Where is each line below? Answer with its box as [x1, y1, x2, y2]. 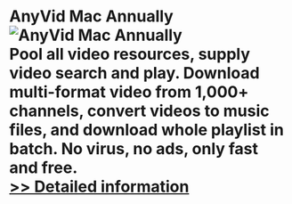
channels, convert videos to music [9, 101, 270, 121]
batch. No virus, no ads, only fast [9, 139, 259, 159]
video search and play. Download [9, 63, 260, 84]
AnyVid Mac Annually [9, 6, 174, 27]
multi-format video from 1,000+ [9, 82, 249, 102]
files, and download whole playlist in [9, 120, 285, 140]
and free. [9, 158, 78, 178]
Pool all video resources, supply [9, 45, 251, 64]
